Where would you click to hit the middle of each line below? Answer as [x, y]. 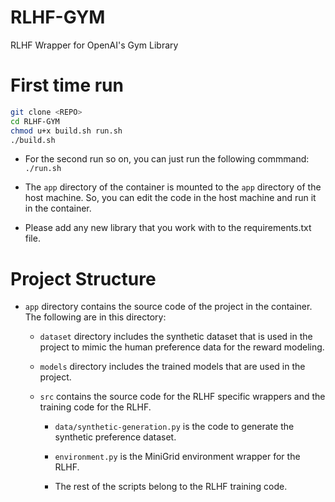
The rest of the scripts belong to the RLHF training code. [171, 487]
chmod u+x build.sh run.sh [66, 131]
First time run [67, 85]
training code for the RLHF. [95, 407]
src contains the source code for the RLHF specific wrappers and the [182, 397]
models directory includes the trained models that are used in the [172, 367]
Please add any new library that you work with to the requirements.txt [168, 228]
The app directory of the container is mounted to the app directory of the [173, 187]
